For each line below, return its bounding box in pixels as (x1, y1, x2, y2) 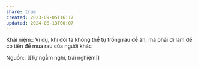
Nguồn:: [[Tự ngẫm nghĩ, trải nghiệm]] (6, 54, 100, 62)
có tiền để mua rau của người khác (6, 42, 92, 50)
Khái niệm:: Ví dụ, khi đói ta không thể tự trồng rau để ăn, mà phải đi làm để (6, 36, 193, 44)
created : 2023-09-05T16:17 (6, 14, 74, 20)
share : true (6, 8, 36, 15)
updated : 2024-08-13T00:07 (6, 20, 74, 26)
